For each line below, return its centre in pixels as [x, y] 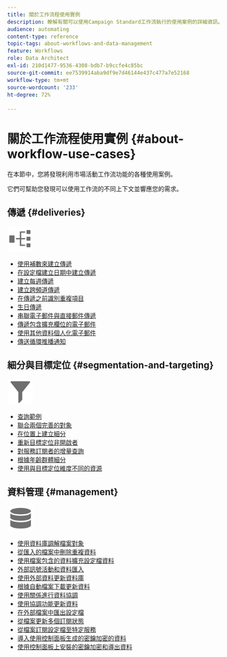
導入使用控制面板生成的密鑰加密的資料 [71, 638]
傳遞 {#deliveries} [46, 213]
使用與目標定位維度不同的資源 [59, 468]
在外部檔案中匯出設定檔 [50, 612]
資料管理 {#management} [63, 492]
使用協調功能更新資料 [47, 603]
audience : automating [38, 29]
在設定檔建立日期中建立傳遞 [57, 272]
